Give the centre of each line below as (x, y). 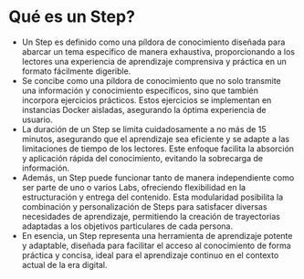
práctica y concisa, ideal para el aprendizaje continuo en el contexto (150, 255)
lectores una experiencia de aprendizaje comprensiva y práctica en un (154, 61)
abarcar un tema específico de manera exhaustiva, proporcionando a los (158, 51)
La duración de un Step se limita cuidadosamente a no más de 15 (144, 129)
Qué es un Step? (72, 17)
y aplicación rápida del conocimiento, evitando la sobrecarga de (142, 158)
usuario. (37, 119)
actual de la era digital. (64, 264)
